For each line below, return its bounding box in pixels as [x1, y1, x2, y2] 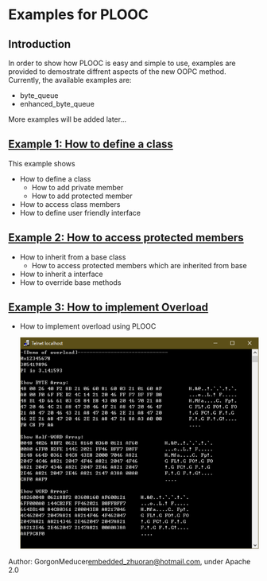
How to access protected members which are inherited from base [31, 260, 248, 270]
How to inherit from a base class [19, 252, 126, 262]
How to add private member [31, 182, 124, 192]
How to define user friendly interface [19, 208, 141, 217]
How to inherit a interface [19, 269, 103, 279]
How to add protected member [31, 191, 133, 201]
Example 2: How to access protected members [8, 231, 244, 244]
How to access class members [19, 199, 121, 209]
